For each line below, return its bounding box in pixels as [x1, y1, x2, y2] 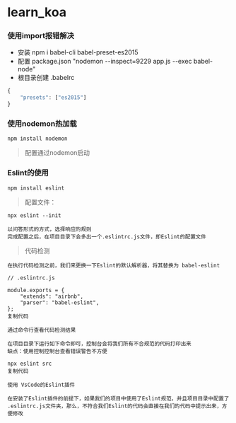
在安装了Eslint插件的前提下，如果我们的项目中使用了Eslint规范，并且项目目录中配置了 [7, 395, 230, 402]
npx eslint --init [7, 211, 61, 219]
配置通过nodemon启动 [24, 149, 90, 157]
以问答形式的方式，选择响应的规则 [7, 226, 92, 233]
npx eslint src [7, 360, 52, 367]
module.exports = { [7, 286, 65, 294]
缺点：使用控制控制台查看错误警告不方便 [7, 347, 107, 354]
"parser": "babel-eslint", [20, 299, 100, 306]
